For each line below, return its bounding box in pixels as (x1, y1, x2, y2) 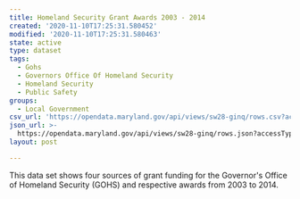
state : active (9, 37, 62, 47)
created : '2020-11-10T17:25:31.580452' (9, 21, 158, 30)
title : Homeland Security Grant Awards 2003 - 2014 (9, 12, 205, 22)
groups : (9, 95, 38, 105)
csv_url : (9, 112, 42, 121)
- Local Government (17, 104, 90, 113)
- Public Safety (17, 87, 78, 96)
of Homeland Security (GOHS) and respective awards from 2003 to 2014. (9, 179, 279, 190)
